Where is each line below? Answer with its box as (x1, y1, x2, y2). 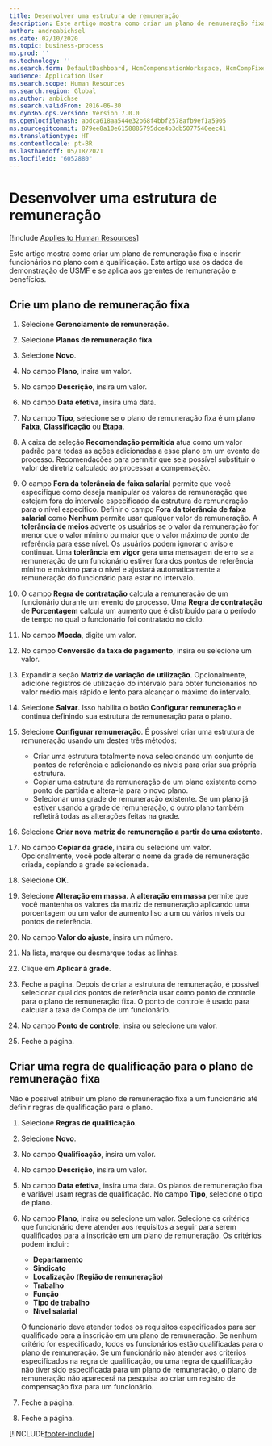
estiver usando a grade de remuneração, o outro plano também (32, 803, 245, 812)
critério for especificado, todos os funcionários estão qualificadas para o (20, 1339, 264, 1348)
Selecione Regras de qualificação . (20, 1117, 137, 1127)
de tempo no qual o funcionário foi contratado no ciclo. (20, 614, 205, 624)
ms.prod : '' (9, 49, 49, 57)
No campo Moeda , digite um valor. (20, 631, 136, 639)
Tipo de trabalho (32, 1297, 90, 1307)
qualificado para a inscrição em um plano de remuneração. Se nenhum (20, 1330, 257, 1340)
